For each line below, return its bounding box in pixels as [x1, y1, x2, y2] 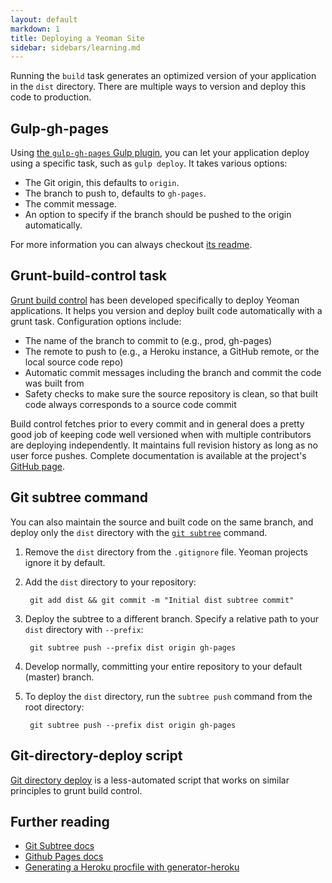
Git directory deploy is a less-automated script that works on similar [10, 774, 290, 786]
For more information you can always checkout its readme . [10, 239, 253, 251]
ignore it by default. [24, 556, 106, 568]
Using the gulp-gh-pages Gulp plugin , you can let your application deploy [10, 147, 310, 159]
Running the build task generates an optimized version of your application [10, 70, 317, 82]
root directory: [24, 701, 85, 713]
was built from [24, 377, 85, 389]
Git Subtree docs [24, 840, 95, 852]
